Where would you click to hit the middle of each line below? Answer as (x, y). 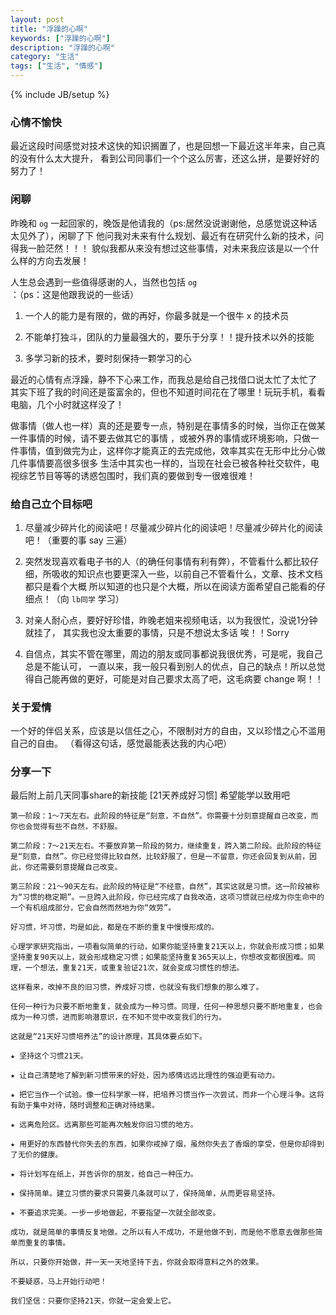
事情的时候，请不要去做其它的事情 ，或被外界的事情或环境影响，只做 (169, 438)
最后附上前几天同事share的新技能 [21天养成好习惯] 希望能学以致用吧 (150, 795)
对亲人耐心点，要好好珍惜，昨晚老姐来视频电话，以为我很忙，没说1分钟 (171, 620)
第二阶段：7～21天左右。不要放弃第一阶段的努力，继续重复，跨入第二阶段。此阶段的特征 (166, 846)
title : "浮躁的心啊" (49, 29)
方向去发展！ (63, 260)
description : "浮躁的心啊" (62, 47)
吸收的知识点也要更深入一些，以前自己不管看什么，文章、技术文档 (187, 573)
